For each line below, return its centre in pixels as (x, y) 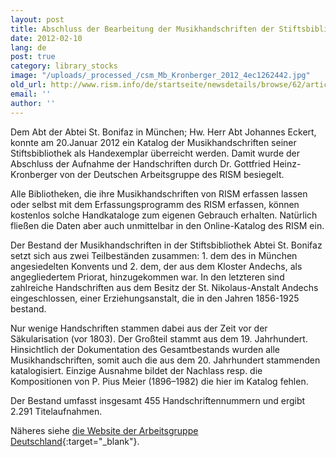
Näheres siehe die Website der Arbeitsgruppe (104, 430)
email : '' (31, 94)
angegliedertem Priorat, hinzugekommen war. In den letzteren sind (147, 277)
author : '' (33, 103)
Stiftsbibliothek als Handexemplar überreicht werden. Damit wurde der (155, 153)
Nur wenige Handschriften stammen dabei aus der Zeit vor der (139, 328)
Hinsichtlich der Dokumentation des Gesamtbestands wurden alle (145, 349)
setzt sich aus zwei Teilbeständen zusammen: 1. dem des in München (154, 255)
